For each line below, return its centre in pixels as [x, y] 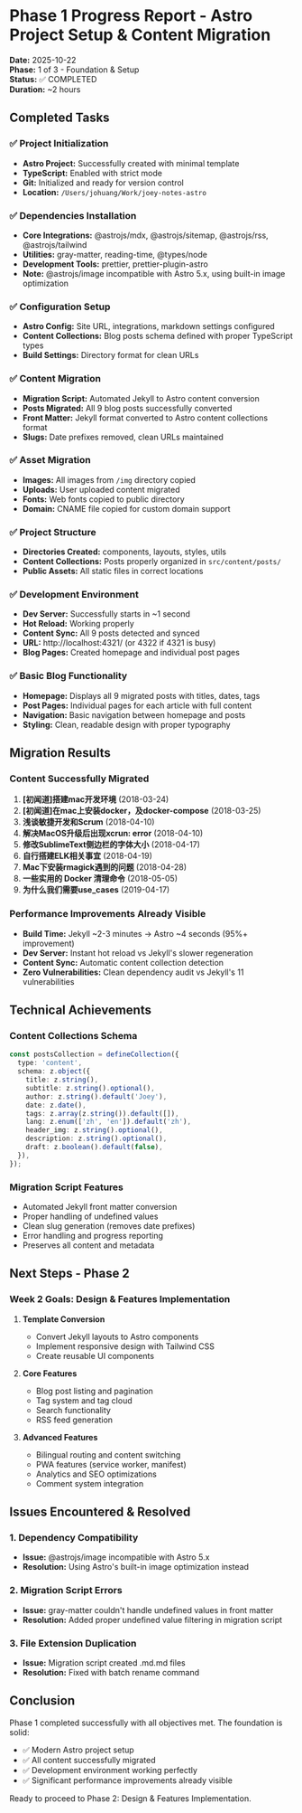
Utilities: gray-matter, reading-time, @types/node [114, 254]
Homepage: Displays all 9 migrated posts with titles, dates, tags [141, 695]
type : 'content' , [50, 1063]
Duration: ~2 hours [45, 89]
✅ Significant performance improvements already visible [127, 1780]
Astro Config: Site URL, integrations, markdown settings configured [148, 326]
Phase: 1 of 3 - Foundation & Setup [74, 70]
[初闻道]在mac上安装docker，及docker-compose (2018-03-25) [142, 811]
